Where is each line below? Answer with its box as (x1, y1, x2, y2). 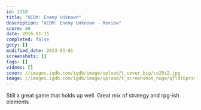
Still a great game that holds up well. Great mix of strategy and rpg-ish (6, 92, 179, 99)
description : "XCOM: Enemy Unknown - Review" (6, 20, 121, 26)
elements (6, 98, 29, 105)
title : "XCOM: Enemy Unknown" (6, 14, 82, 20)
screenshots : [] (6, 53, 47, 59)
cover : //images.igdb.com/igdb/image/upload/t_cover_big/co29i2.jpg (6, 70, 181, 76)
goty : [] (6, 42, 28, 48)
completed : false (6, 36, 50, 42)
